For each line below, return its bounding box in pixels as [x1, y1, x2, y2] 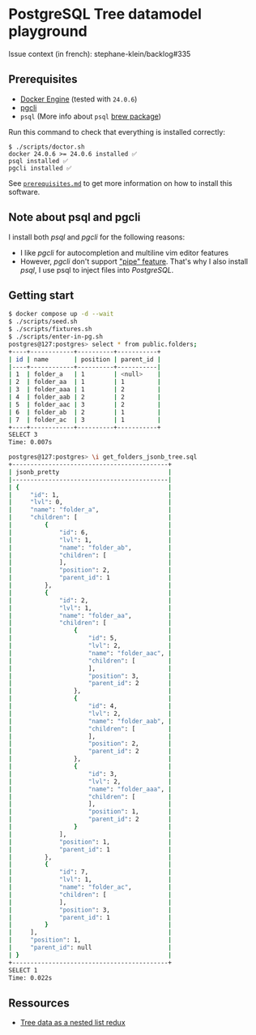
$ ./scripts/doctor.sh [8, 143, 85, 151]
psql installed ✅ [8, 157, 69, 165]
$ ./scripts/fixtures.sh [8, 326, 92, 334]
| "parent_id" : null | [8, 943, 173, 951]
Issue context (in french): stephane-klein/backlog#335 [8, 49, 191, 58]
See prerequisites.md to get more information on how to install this [8, 178, 233, 188]
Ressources [8, 996, 70, 1010]
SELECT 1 [8, 966, 38, 974]
